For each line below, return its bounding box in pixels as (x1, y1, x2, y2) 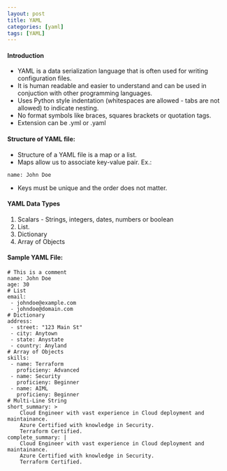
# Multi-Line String (7, 398, 68, 405)
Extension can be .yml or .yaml (17, 119, 106, 127)
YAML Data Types (7, 200, 61, 208)
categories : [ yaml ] (7, 23, 64, 30)
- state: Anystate (10, 336, 64, 343)
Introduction (7, 51, 44, 59)
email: (7, 294, 27, 300)
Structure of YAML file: (7, 135, 75, 143)
